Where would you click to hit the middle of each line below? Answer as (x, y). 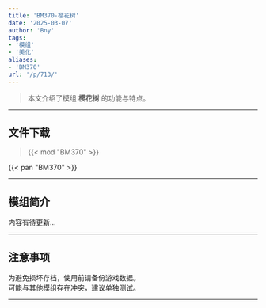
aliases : (23, 60)
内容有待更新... (32, 222)
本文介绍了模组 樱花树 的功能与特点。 (89, 98)
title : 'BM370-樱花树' (44, 15)
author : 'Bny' (32, 30)
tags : (17, 38)
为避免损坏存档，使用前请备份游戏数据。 (74, 278)
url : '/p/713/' (33, 74)
